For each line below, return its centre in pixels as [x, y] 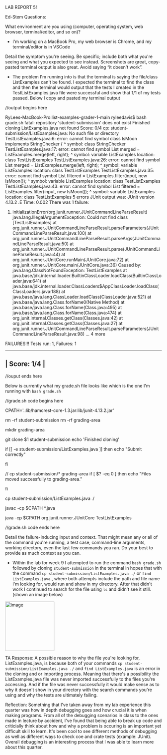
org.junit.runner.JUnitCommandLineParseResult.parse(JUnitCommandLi [86, 249]
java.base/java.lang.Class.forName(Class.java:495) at [67, 307]
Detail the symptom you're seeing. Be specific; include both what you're [79, 56]
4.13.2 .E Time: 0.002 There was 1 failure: [47, 202]
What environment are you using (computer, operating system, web [74, 26]
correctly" [15, 454]
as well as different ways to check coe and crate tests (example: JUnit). [78, 737]
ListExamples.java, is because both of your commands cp [64, 663]
